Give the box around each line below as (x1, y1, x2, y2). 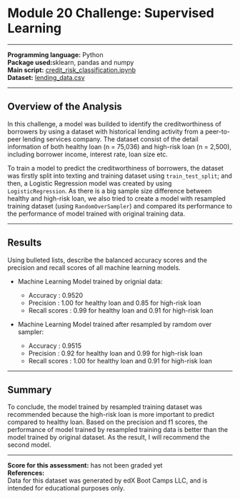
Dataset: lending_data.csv (7, 73, 85, 81)
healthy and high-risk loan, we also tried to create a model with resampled (7, 194, 226, 203)
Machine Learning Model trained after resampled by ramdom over (17, 320, 212, 328)
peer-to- (204, 127, 231, 136)
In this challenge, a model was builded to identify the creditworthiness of (7, 119, 221, 128)
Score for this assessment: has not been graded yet (7, 461, 163, 470)
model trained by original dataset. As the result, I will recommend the (7, 433, 210, 442)
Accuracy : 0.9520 (28, 291, 84, 299)
